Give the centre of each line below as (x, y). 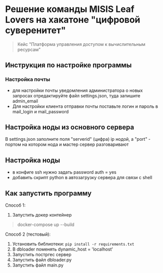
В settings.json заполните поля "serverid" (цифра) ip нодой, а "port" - (78, 139)
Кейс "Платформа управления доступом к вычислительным (81, 44)
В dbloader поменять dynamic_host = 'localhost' (63, 249)
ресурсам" (29, 49)
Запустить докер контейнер (42, 215)
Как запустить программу (48, 193)
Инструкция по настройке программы (68, 65)
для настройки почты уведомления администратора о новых (78, 90)
